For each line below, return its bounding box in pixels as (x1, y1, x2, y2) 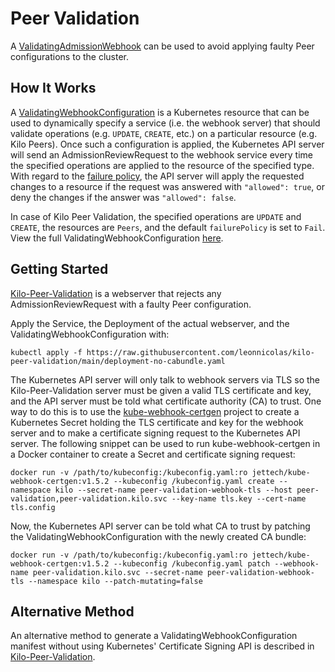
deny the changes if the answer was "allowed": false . (10, 191, 237, 203)
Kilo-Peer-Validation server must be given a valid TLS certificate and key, (10, 384, 312, 396)
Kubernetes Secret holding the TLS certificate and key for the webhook (10, 416, 304, 428)
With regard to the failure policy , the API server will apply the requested (10, 170, 305, 182)
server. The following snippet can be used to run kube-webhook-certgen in (10, 437, 321, 449)
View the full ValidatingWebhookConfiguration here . (10, 232, 224, 244)
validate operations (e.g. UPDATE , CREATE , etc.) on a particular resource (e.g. (10, 127, 318, 139)
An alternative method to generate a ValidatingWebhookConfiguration (10, 630, 298, 642)
